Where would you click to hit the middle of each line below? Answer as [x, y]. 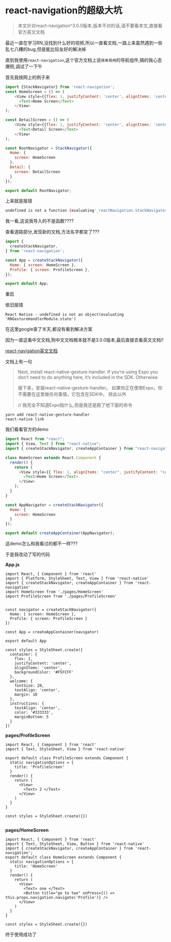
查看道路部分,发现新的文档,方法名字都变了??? [52, 232]
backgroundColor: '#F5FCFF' [44, 672]
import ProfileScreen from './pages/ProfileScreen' [61, 596]
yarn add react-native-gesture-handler [48, 415]
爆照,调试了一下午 [24, 66]
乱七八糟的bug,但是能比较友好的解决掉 [46, 49]
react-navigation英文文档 [32, 351]
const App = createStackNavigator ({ [44, 260]
